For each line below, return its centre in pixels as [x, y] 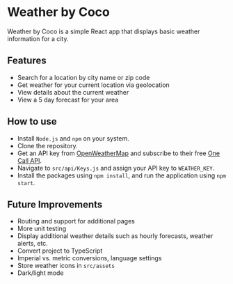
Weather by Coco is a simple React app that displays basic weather [104, 31]
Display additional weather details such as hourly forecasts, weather [115, 236]
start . [26, 182]
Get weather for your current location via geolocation [94, 85]
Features [27, 61]
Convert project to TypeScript [60, 251]
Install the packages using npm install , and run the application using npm [122, 175]
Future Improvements [55, 204]
